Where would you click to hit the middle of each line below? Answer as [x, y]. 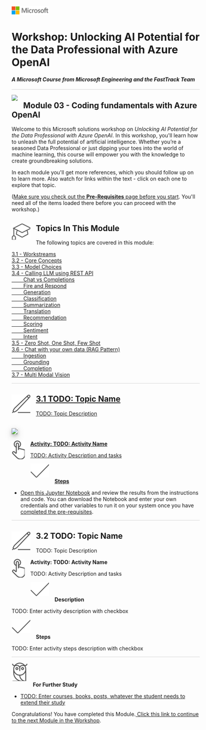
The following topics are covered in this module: [95, 243]
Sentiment [36, 330]
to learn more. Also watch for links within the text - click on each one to [99, 179]
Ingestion [35, 356]
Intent [30, 337]
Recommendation [45, 318]
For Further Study [56, 685]
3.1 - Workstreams [34, 254]
